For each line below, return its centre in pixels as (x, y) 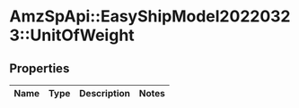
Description (105, 93)
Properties (40, 68)
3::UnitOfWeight (72, 35)
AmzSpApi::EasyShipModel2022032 (150, 17)
